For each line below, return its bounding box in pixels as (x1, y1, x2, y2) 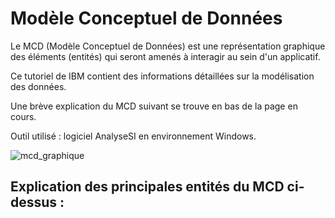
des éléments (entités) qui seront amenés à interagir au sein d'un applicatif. (10, 50, 321, 62)
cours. (10, 110, 37, 122)
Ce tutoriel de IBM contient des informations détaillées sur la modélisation (10, 70, 315, 82)
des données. (10, 80, 67, 92)
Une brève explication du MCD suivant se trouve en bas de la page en (10, 100, 298, 112)
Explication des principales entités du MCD (10, 178, 285, 196)
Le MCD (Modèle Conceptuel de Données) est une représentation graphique (10, 40, 326, 52)
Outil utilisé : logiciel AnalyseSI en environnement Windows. (10, 130, 257, 142)
